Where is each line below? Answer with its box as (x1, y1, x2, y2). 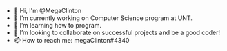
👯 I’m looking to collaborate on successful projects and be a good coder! (13, 28, 221, 37)
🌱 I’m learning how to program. (13, 21, 102, 29)
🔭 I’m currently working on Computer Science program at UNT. (13, 14, 193, 22)
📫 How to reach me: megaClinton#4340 (13, 37, 130, 44)
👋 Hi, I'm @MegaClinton (13, 7, 82, 14)
